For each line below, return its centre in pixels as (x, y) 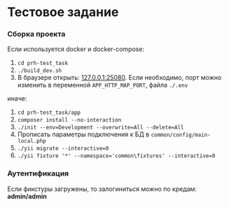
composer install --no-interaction (69, 120)
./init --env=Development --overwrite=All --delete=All (100, 128)
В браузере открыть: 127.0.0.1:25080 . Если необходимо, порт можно (119, 78)
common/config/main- (181, 135)
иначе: (17, 99)
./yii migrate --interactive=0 (63, 149)
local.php (32, 141)
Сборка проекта (36, 34)
